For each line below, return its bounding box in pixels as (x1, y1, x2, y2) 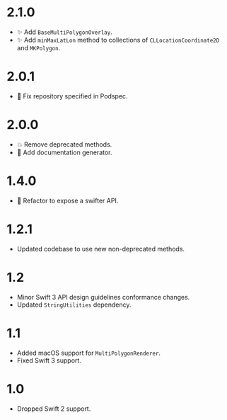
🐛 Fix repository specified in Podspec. (16, 91, 128, 100)
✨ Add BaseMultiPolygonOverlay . (16, 28, 112, 36)
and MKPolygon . (16, 43, 61, 52)
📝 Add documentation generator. (16, 148, 112, 157)
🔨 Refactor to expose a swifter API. (16, 196, 119, 205)
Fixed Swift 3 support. (16, 356, 82, 365)
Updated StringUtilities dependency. (16, 300, 132, 309)
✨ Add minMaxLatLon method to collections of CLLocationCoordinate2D (16, 35, 220, 44)
